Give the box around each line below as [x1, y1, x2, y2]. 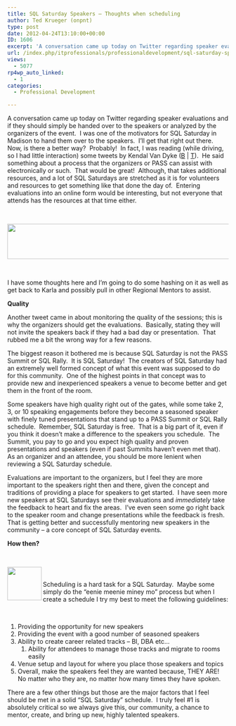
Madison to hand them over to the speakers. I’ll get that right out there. [7, 136, 214, 145]
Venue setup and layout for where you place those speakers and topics [17, 660, 224, 668]
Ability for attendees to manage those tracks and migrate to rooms [27, 644, 221, 654]
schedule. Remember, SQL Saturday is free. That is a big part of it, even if [7, 422, 223, 431]
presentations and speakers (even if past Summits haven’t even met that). [7, 445, 221, 453]
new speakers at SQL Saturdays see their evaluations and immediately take [7, 496, 225, 505]
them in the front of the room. [7, 387, 93, 395]
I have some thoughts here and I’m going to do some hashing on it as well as [7, 278, 229, 287]
